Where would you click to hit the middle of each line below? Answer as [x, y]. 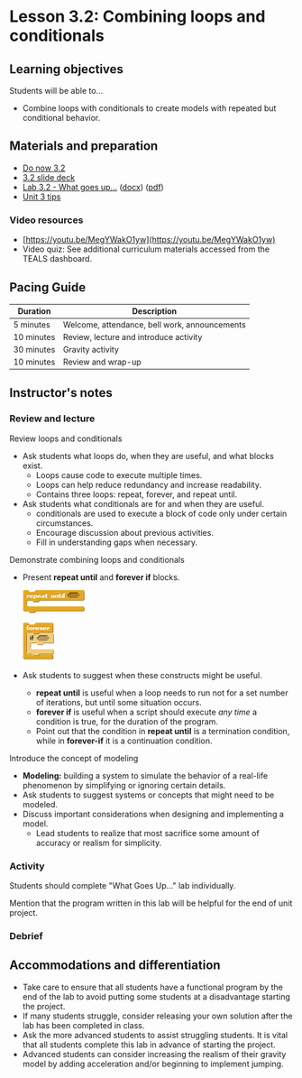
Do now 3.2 [44, 168]
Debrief [26, 935]
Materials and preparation [84, 146]
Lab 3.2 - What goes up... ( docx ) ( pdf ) [93, 187]
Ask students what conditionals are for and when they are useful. [143, 503]
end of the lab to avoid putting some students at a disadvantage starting [156, 996]
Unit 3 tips [41, 197]
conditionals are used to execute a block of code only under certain [161, 513]
